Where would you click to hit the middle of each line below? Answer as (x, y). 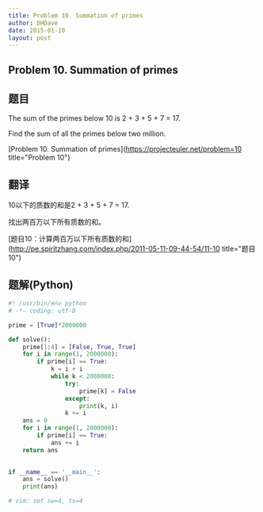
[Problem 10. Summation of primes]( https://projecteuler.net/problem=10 (125, 149)
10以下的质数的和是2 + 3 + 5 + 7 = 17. (69, 205)
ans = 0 (35, 421)
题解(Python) (41, 285)
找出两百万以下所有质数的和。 (57, 222)
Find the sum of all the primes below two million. (87, 134)
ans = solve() (46, 479)
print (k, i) (99, 406)
